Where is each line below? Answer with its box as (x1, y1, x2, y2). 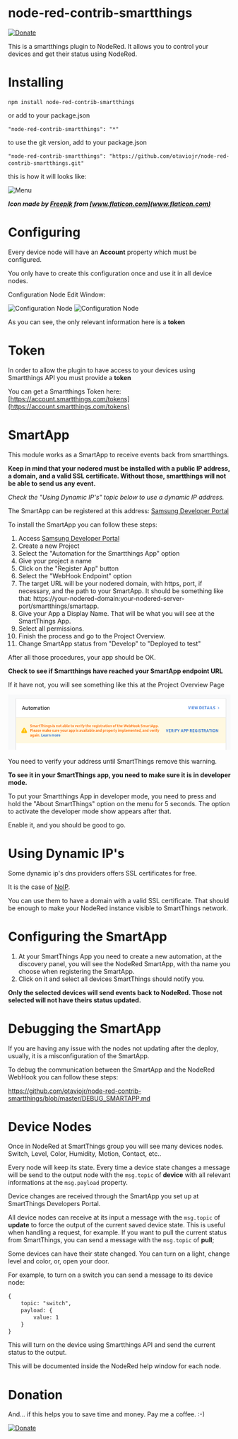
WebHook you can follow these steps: (8, 1072, 119, 1081)
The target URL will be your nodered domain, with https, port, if (18, 579, 203, 587)
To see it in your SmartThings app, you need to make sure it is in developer (8, 770, 231, 779)
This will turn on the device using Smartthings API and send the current (8, 1341, 216, 1349)
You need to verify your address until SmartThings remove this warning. (8, 757, 218, 765)
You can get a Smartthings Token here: (8, 387, 121, 396)
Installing (8, 74, 64, 91)
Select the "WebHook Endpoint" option (18, 571, 132, 580)
